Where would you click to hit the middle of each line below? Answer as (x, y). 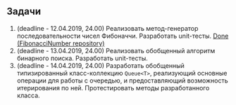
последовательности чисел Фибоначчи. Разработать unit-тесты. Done (123, 36)
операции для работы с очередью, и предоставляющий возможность (122, 80)
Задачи (24, 12)
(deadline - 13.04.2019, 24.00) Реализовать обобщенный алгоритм (116, 50)
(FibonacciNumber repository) (61, 43)
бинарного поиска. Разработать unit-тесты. (82, 58)
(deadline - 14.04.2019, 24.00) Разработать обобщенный (100, 65)
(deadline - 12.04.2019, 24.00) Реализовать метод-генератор (107, 28)
